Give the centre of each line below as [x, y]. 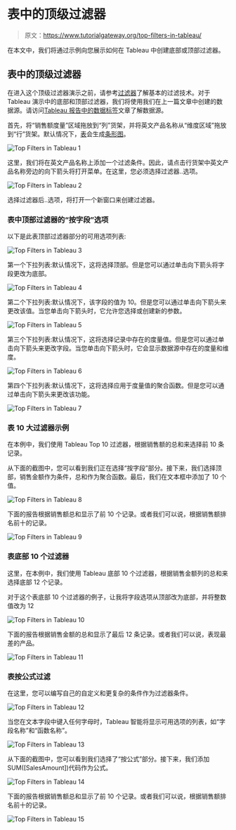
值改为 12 [21, 605]
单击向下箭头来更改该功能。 [53, 395]
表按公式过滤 [29, 676]
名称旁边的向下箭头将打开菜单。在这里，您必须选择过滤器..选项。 [107, 171]
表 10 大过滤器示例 [38, 428]
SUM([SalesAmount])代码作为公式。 [60, 768]
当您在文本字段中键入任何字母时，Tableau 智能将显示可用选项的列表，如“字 [117, 721]
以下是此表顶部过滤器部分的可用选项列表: [67, 237]
